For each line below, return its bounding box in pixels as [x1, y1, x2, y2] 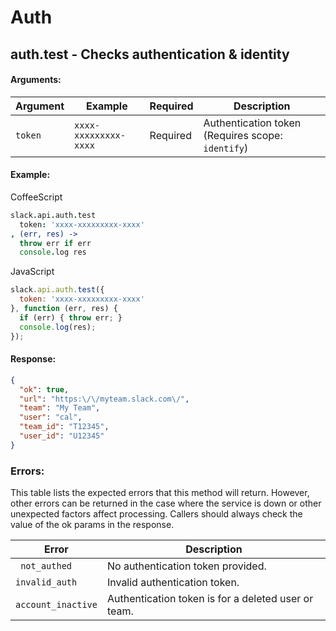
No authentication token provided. [106, 559, 267, 573]
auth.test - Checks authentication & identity [10, 46, 290, 63]
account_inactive [15, 599, 98, 611]
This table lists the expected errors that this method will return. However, [10, 487, 310, 499]
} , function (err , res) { [10, 304, 118, 314]
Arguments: [10, 74, 62, 86]
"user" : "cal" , [19, 412, 83, 423]
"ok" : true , [19, 384, 70, 395]
